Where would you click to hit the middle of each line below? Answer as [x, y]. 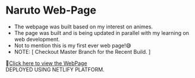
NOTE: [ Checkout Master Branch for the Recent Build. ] [82, 51]
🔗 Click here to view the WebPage [46, 63]
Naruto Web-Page [51, 10]
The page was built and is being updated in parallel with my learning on [102, 32]
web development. [37, 39]
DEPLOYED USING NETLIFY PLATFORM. [55, 69]
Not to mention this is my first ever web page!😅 [73, 45]
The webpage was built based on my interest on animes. [83, 27]
